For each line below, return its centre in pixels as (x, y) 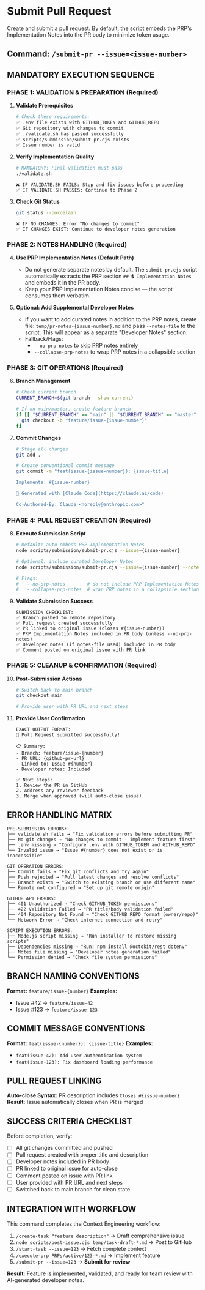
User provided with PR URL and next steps (69, 1182)
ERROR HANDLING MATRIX (59, 815)
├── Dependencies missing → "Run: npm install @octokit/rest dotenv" (97, 947)
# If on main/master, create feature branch (73, 409)
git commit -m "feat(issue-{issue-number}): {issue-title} (92, 472)
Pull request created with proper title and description (82, 1155)
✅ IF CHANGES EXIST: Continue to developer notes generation (95, 229)
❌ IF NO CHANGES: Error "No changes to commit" (77, 224)
